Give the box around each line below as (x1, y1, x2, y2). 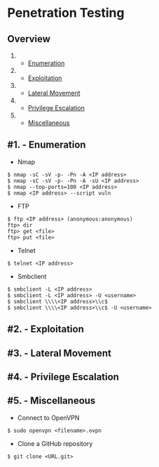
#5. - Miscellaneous (7, 395, 96, 407)
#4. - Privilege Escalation (7, 371, 119, 383)
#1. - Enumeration (7, 139, 86, 151)
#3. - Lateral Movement (7, 347, 112, 359)
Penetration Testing (7, 5, 125, 21)
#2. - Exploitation (7, 323, 84, 335)
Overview (7, 33, 51, 45)
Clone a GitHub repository (17, 439, 93, 447)
